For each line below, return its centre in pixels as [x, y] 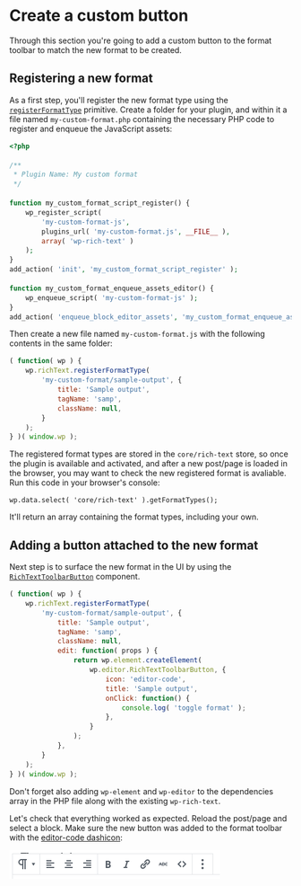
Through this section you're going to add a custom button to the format [141, 40]
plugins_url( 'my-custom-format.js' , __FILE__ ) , [136, 231]
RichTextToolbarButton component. [75, 577]
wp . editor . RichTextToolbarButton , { [158, 670]
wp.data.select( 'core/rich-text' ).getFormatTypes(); [114, 501]
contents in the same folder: [61, 343]
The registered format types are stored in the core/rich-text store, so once [149, 454]
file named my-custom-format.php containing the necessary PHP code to [142, 119]
